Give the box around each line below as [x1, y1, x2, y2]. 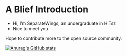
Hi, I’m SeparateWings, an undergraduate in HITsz [12, 20, 116, 26]
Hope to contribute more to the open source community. [5, 35, 122, 41]
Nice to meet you [12, 25, 48, 31]
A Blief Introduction [5, 4, 89, 15]
